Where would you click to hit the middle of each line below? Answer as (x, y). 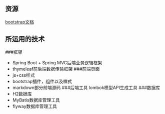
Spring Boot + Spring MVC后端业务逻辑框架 (57, 62)
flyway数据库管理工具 (35, 106)
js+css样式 (23, 75)
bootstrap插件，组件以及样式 (42, 81)
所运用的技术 (25, 39)
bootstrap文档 (19, 22)
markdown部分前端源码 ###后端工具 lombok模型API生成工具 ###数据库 (86, 87)
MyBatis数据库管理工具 (36, 100)
